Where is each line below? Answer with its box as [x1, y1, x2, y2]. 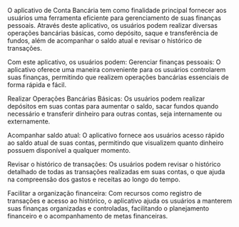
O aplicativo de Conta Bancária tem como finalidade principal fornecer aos [7, 6, 227, 14]
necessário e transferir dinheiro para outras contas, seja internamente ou [7, 110, 223, 118]
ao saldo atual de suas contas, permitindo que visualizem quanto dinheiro [7, 138, 224, 147]
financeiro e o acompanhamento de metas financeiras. [7, 212, 168, 220]
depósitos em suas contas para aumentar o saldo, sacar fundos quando [7, 102, 219, 110]
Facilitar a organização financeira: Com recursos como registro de [7, 189, 202, 197]
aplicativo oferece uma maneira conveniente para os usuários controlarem [7, 66, 226, 74]
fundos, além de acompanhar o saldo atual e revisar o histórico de [7, 36, 202, 45]
